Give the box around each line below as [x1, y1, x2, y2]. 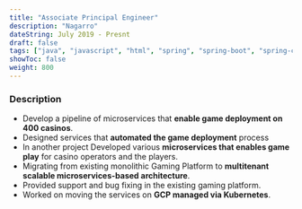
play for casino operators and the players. [22, 152, 178, 162]
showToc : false [9, 55, 67, 64]
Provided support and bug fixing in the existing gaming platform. [22, 180, 262, 191]
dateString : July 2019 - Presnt [9, 30, 130, 39]
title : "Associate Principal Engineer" [9, 13, 159, 22]
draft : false [9, 38, 58, 48]
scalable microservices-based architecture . [22, 170, 191, 181]
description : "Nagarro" [9, 22, 99, 30]
